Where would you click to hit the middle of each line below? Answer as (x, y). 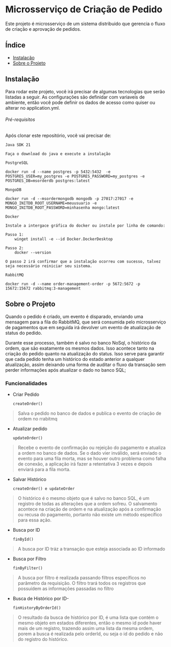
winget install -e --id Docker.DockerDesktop (64, 239)
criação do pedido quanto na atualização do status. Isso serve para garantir (85, 353)
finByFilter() (28, 568)
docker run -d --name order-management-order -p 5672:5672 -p (73, 284)
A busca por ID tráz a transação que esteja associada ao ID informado (91, 549)
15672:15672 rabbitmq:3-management (43, 288)
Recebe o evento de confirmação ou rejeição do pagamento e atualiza (92, 448)
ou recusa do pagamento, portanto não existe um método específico (90, 514)
